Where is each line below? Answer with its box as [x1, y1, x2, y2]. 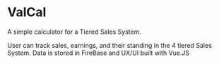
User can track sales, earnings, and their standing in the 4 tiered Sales [7, 41, 212, 49]
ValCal [7, 4, 47, 20]
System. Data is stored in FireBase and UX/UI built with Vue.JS [7, 49, 189, 57]
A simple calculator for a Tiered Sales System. [7, 27, 142, 36]
